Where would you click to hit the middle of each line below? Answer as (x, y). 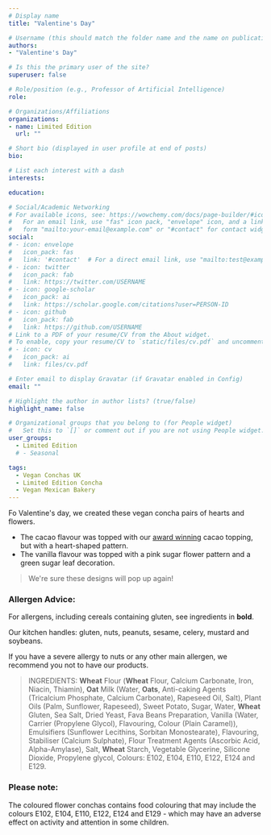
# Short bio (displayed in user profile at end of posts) (108, 149)
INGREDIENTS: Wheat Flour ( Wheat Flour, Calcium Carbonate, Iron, (141, 681)
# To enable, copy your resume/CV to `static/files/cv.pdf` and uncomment (137, 342)
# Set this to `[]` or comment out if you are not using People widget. (137, 431)
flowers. (22, 521)
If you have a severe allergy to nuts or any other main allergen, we (118, 657)
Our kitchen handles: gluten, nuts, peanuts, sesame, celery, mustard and (129, 633)
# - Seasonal (38, 453)
